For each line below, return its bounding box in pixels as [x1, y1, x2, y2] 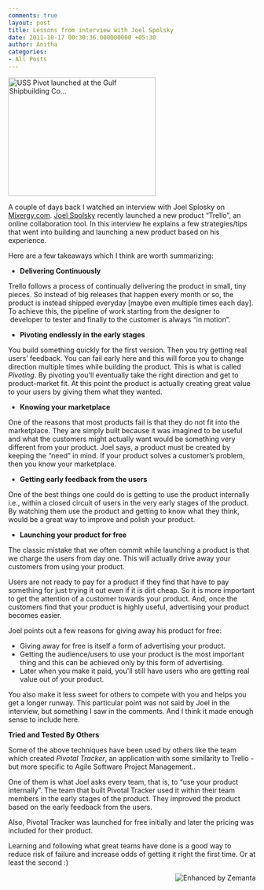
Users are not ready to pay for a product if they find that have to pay [8, 577, 229, 587]
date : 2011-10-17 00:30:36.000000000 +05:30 [8, 33, 156, 42]
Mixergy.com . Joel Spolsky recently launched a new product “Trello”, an [8, 210, 241, 220]
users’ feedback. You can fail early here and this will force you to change [8, 353, 244, 362]
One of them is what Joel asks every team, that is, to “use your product [8, 777, 239, 786]
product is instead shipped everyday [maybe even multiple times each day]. [8, 298, 254, 307]
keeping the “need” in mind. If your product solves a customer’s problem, [8, 451, 245, 460]
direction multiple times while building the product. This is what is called [8, 362, 242, 371]
